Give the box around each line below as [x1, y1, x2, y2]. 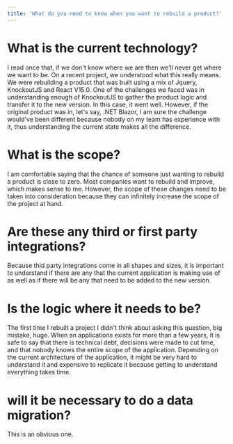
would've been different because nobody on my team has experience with [7, 115, 220, 123]
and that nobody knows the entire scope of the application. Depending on [7, 346, 219, 354]
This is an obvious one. [7, 430, 74, 438]
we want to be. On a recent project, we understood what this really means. [7, 70, 221, 79]
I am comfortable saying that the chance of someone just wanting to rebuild [7, 170, 225, 178]
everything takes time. [7, 368, 72, 376]
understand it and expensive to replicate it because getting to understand [7, 360, 218, 369]
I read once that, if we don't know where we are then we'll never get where [7, 63, 222, 72]
